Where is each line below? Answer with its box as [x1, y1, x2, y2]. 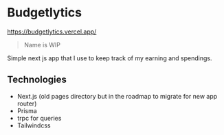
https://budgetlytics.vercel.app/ [7, 27, 97, 36]
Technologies [7, 74, 67, 86]
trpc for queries [16, 114, 62, 122]
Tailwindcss [16, 121, 51, 130]
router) [16, 99, 37, 108]
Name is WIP [23, 40, 60, 49]
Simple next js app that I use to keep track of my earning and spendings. [7, 53, 212, 62]
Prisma [16, 106, 38, 114]
